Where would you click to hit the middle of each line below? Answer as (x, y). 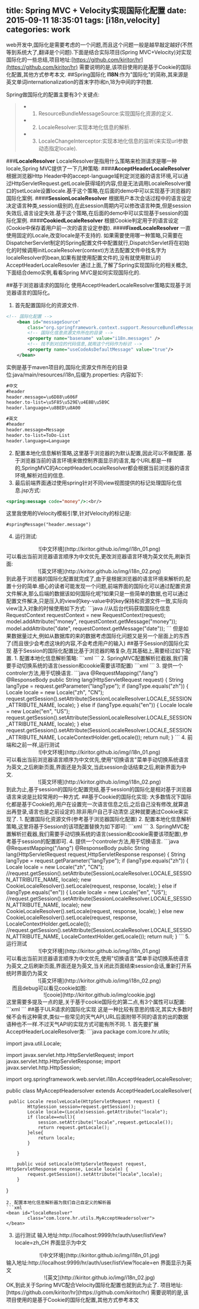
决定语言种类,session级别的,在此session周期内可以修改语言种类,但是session (99, 205)
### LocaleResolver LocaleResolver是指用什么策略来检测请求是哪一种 (92, 161)
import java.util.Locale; (34, 1044)
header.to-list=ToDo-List (38, 435)
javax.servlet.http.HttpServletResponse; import (63, 1061)
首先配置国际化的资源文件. (46, 305)
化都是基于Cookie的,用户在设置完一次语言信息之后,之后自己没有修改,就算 (95, 804)
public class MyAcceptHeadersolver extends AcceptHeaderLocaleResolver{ (99, 1091)
